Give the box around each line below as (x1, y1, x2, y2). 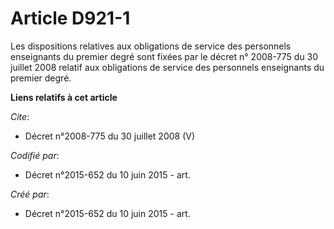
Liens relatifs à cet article (10, 91, 118, 103)
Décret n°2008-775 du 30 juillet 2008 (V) (24, 130, 196, 142)
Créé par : (10, 188, 50, 200)
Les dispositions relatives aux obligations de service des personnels (10, 40, 292, 52)
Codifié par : (10, 149, 60, 161)
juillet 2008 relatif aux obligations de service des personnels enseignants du (10, 61, 325, 73)
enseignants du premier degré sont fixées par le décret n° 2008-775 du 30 (10, 50, 319, 62)
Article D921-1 (10, 7, 131, 30)
